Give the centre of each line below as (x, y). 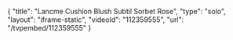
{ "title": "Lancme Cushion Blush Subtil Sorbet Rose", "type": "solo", (117, 11)
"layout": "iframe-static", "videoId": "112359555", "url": (96, 20)
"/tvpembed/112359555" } (49, 28)
